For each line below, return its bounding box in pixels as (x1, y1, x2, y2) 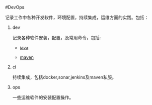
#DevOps (5, 4, 25, 10)
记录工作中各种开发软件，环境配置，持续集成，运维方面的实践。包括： (5, 14, 149, 20)
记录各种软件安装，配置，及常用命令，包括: (12, 35, 101, 40)
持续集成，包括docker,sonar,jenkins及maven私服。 (12, 74, 117, 80)
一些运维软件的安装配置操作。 (12, 95, 74, 100)
